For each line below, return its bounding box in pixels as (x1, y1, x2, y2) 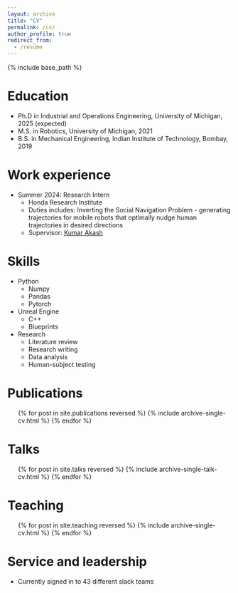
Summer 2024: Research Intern (17, 190, 110, 199)
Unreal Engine (17, 307, 60, 316)
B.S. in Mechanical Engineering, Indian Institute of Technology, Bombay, (17, 134, 229, 143)
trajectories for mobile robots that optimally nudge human (28, 213, 198, 222)
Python (17, 277, 39, 285)
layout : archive (7, 10, 55, 18)
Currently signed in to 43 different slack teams (17, 577, 154, 585)
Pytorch (28, 299, 52, 308)
